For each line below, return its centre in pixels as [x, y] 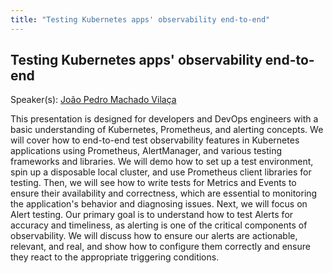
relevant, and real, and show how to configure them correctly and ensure [160, 247]
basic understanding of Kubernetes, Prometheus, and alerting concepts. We [167, 130]
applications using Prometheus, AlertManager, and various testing [146, 151]
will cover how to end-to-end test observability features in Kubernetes [155, 140]
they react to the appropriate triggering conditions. [115, 257]
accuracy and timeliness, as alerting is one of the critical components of [159, 225]
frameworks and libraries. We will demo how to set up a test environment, [162, 162]
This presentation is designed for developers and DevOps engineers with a [164, 119]
